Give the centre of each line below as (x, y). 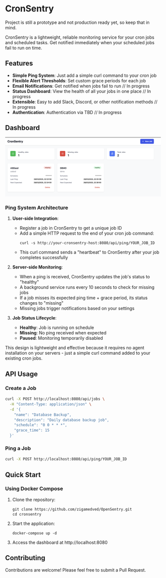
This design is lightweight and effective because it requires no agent (75, 348)
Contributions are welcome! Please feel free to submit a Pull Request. (76, 570)
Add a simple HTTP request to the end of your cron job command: (87, 233)
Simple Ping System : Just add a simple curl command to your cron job (84, 75)
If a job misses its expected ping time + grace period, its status (83, 298)
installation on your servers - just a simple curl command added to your (78, 353)
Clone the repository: (34, 500)
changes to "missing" (41, 303)
